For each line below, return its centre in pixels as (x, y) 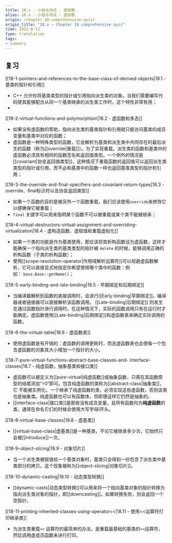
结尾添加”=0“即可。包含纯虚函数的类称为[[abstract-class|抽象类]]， (93, 383)
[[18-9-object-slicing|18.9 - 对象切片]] (45, 448)
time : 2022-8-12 (23, 29)
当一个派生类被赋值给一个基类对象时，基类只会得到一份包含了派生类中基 (89, 459)
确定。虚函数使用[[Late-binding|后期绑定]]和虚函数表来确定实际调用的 (91, 315)
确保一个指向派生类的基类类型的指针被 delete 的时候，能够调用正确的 (91, 248)
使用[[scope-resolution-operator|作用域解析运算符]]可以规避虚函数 (83, 261)
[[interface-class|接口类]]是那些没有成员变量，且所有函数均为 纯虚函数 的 (89, 403)
